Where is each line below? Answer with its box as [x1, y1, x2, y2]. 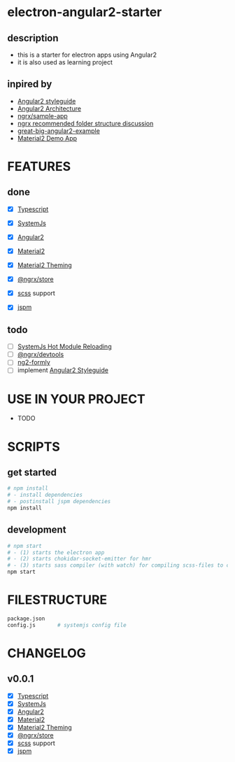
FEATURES [7, 159, 71, 174]
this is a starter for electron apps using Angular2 [17, 50, 157, 59]
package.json [7, 615, 45, 622]
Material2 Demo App [17, 134, 78, 142]
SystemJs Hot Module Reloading [17, 342, 112, 351]
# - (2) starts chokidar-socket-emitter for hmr [7, 556, 152, 563]
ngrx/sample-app [17, 111, 68, 120]
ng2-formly [17, 358, 50, 367]
